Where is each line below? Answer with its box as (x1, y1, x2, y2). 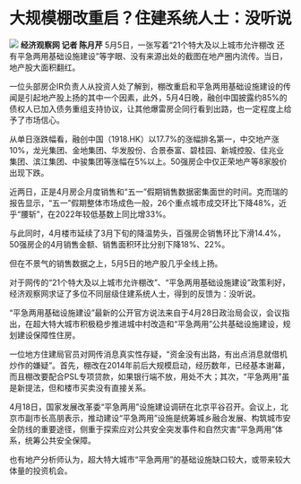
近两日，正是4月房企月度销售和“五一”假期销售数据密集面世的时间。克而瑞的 (9, 186, 288, 197)
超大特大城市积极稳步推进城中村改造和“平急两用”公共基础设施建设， (32, 318, 284, 329)
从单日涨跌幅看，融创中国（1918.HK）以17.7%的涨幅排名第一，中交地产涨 (9, 134, 279, 144)
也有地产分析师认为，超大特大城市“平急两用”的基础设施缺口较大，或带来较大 (9, 454, 291, 464)
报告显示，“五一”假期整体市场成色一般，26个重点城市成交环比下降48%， (9, 197, 279, 208)
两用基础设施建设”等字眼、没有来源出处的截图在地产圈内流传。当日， (32, 50, 288, 61)
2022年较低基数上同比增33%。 (55, 208, 171, 220)
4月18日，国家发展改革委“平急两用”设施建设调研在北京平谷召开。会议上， (9, 401, 280, 412)
